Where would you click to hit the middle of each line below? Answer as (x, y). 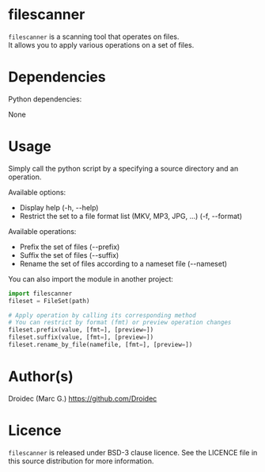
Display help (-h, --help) (59, 207)
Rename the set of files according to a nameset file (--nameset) (123, 263)
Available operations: (42, 231)
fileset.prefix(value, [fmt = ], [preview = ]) (81, 330)
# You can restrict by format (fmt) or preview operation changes (120, 323)
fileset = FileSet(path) (49, 301)
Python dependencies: (45, 99)
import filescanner (40, 294)
